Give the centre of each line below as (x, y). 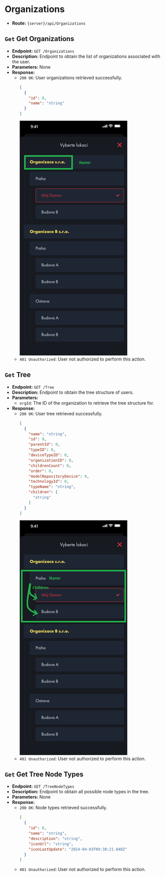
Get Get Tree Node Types (44, 774)
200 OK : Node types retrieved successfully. (63, 808)
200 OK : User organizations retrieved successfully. (71, 77)
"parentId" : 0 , (44, 445)
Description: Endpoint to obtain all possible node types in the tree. (80, 792)
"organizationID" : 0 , (51, 460)
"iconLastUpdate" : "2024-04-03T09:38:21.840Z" (78, 849)
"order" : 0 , (41, 471)
